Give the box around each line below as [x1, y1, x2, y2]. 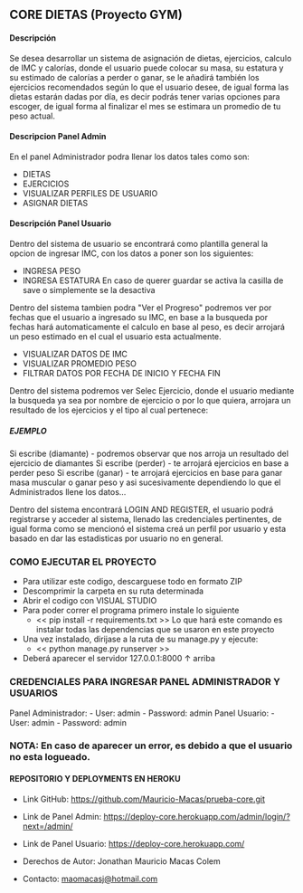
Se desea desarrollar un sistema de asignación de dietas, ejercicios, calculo [9, 52, 292, 63]
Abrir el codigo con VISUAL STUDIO [22, 595, 157, 606]
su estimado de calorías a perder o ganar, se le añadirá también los [9, 71, 260, 82]
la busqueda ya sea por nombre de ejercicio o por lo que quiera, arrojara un [9, 395, 291, 405]
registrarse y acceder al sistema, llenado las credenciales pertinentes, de [9, 513, 282, 524]
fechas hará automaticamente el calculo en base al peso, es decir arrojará [9, 321, 285, 332]
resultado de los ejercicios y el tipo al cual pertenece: [9, 404, 209, 415]
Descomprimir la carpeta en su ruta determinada [22, 585, 204, 596]
